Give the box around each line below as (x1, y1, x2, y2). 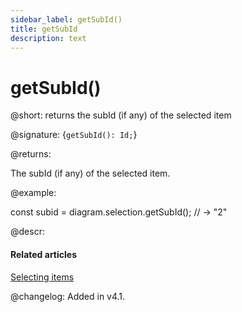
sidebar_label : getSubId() (10, 14, 123, 25)
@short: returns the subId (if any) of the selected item (10, 109, 232, 121)
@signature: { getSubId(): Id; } (10, 129, 138, 141)
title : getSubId (10, 24, 78, 34)
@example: (10, 187, 57, 199)
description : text (10, 33, 87, 43)
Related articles (10, 248, 77, 260)
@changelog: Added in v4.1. (10, 290, 126, 302)
